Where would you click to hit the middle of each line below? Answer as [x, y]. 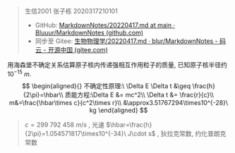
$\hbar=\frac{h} [129, 124]
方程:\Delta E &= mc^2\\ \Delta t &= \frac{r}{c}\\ [145, 94]
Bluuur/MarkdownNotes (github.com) [89, 32]
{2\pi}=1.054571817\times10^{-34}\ [75, 133]
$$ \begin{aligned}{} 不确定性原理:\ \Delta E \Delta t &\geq [107, 86]
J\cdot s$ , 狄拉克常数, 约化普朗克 [177, 133]
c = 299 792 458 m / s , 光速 [64, 124]
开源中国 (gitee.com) [78, 50]
